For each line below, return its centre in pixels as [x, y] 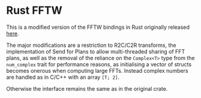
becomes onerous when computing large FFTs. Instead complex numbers [97, 70]
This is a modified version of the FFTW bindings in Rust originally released [98, 27]
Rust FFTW [34, 11]
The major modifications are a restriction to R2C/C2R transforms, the [91, 45]
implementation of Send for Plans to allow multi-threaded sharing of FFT [96, 51]
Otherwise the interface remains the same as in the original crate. [87, 88]
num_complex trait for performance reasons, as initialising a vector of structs [99, 64]
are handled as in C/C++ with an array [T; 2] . [63, 77]
